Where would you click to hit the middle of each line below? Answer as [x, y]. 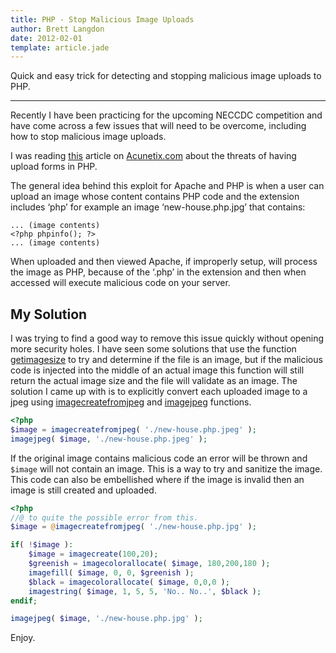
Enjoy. [23, 638]
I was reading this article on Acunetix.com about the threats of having [153, 156]
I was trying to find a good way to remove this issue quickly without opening [167, 338]
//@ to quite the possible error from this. [104, 517]
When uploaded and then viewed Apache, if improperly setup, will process [164, 262]
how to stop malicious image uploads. [88, 137]
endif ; [24, 601]
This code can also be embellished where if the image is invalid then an [157, 479]
